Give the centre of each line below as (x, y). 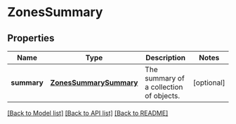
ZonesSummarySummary (94, 83)
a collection (164, 87)
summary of (165, 78)
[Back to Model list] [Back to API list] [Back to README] (88, 113)
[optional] (209, 83)
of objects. (163, 96)
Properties (31, 38)
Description (166, 58)
